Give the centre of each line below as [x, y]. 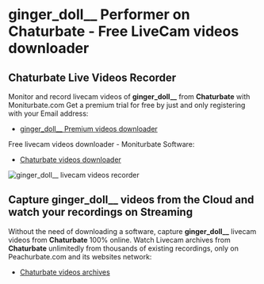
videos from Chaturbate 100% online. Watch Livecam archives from [120, 240]
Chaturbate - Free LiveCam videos [124, 31]
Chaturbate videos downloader [70, 159]
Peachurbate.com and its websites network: [80, 256]
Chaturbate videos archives [65, 272]
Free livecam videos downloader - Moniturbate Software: [101, 144]
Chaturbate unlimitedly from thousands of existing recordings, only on [124, 248]
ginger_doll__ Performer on [99, 15]
